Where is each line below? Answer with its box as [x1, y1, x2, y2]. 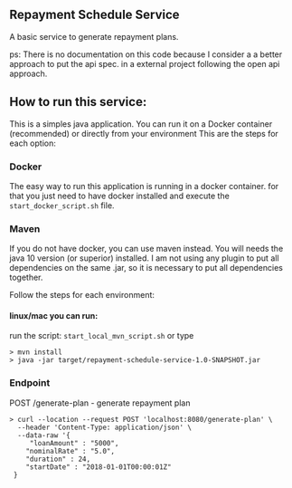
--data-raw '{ [17, 430, 71, 440]
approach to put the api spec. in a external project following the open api [9, 58, 280, 69]
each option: [9, 138, 57, 148]
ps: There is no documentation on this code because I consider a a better [9, 49, 283, 60]
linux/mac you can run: [9, 310, 99, 321]
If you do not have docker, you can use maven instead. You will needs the [9, 244, 284, 254]
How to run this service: [9, 94, 147, 110]
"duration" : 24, [25, 455, 91, 464]
